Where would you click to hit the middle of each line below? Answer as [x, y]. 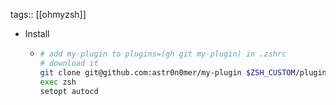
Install [37, 33]
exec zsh [58, 82]
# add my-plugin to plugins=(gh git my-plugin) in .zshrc [163, 54]
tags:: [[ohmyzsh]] [48, 14]
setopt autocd [69, 91]
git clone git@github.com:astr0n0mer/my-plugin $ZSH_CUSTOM [167, 72]
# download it [69, 63]
